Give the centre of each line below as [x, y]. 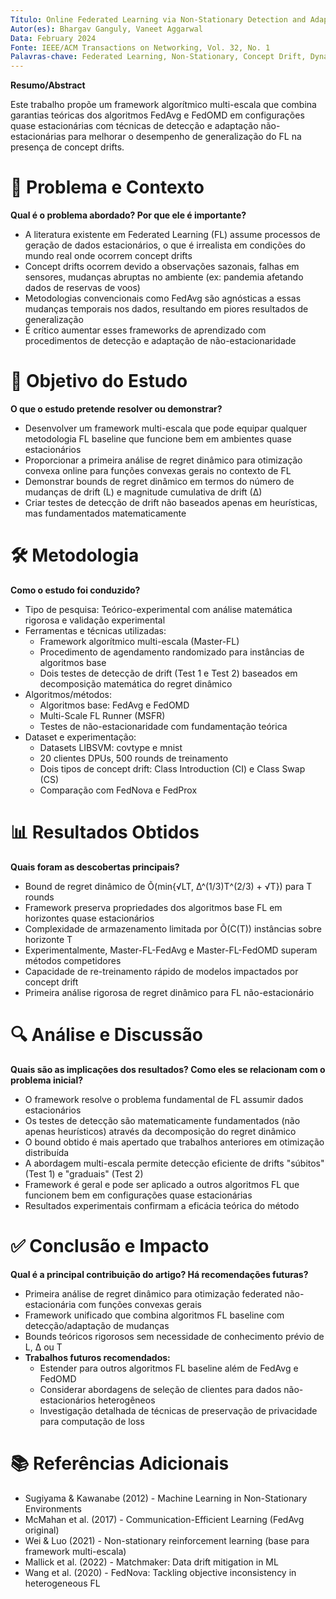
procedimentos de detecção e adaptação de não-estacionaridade [160, 341]
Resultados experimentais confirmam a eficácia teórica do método [162, 1205]
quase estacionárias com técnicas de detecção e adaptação [134, 126]
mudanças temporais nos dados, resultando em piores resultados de [166, 309]
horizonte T [48, 939]
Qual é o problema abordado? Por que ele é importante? [128, 215]
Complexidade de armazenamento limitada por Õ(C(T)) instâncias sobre [173, 928]
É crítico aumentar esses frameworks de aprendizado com [145, 330]
